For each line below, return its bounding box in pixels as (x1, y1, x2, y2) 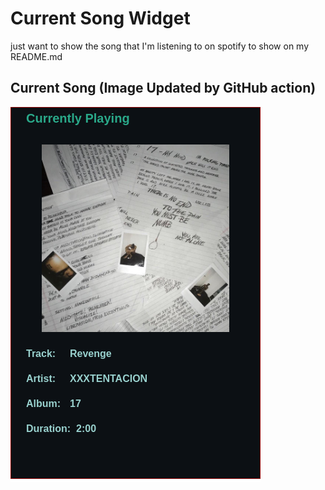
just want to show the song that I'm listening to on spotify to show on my (10, 40, 310, 52)
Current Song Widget (10, 7, 191, 30)
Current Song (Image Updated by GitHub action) (10, 80, 317, 97)
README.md (10, 50, 63, 62)
